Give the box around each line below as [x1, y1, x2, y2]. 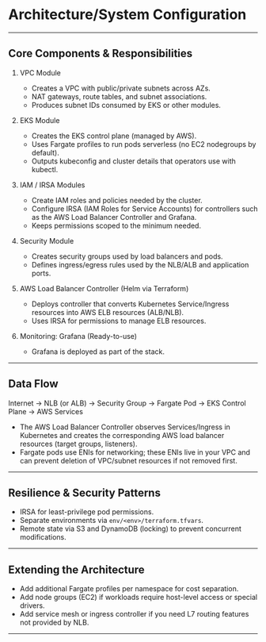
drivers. [19, 601, 45, 610]
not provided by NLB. [19, 617, 89, 628]
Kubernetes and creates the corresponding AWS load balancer [19, 430, 225, 440]
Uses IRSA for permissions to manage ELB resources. [31, 316, 207, 325]
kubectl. [31, 164, 59, 174]
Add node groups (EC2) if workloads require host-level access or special [19, 593, 258, 602]
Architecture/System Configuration [8, 6, 247, 24]
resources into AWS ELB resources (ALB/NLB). [31, 307, 184, 317]
